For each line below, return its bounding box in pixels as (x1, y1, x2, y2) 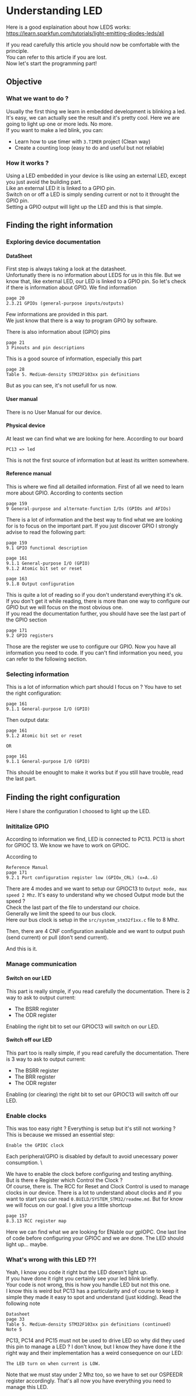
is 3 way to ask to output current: (6, 1055, 86, 1063)
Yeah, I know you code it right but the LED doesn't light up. (6, 1269, 148, 1276)
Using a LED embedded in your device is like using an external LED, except (6, 172, 187, 179)
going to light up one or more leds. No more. (6, 120, 113, 127)
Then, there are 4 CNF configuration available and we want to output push (6, 928, 185, 935)
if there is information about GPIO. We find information (6, 284, 137, 291)
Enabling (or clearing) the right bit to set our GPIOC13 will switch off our (6, 1090, 178, 1098)
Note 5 (6, 1327, 22, 1333)
